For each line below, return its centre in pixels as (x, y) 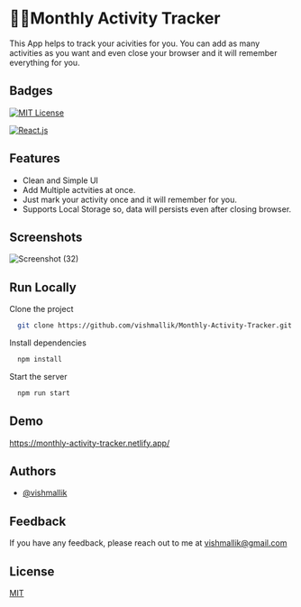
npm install (40, 360)
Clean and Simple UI (60, 180)
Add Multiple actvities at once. (79, 189)
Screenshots (46, 237)
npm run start (44, 393)
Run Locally (43, 287)
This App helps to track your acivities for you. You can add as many (135, 43)
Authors (33, 471)
